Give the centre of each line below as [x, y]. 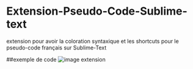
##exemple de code [31, 59]
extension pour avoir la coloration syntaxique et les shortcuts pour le [93, 41]
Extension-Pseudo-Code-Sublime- [97, 11]
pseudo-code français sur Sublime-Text [56, 48]
